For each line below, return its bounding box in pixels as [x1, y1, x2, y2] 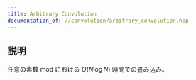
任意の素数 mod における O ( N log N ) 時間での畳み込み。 [7, 65, 168, 74]
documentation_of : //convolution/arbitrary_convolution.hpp [7, 17, 190, 24]
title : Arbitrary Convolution [7, 10, 97, 18]
